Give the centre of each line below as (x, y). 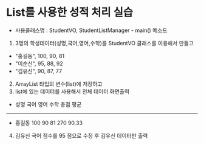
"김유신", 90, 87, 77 (39, 71)
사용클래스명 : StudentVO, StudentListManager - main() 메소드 (91, 30)
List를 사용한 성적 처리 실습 (70, 12)
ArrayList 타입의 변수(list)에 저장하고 (59, 84)
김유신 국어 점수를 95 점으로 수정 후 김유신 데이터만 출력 (81, 135)
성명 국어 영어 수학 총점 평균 (48, 104)
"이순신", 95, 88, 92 (39, 63)
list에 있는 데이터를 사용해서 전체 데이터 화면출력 (72, 91)
